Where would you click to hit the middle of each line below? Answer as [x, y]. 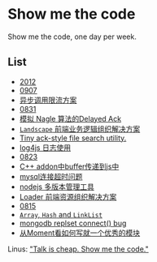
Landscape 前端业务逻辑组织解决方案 [80, 129]
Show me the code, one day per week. [72, 37]
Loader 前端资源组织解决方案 [68, 196]
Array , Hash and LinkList [61, 214]
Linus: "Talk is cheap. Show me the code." [78, 249]
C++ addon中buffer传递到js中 [69, 166]
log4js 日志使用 [45, 148]
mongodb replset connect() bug [73, 223]
